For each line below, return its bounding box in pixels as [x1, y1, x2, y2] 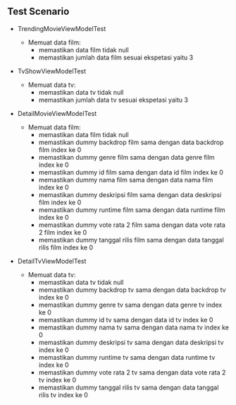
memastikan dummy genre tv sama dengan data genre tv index [38, 300, 223, 309]
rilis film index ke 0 [38, 243, 94, 252]
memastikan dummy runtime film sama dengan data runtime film [38, 205, 225, 214]
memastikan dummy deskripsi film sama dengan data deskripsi [38, 190, 222, 199]
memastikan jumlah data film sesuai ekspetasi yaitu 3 [38, 53, 194, 61]
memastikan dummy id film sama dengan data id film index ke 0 [38, 168, 223, 176]
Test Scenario [7, 6, 70, 18]
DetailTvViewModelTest [17, 257, 87, 265]
